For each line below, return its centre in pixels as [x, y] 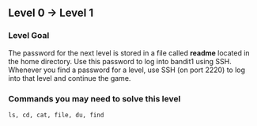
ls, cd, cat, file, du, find [56, 115]
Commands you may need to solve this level [94, 98]
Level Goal [29, 36]
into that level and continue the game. [70, 78]
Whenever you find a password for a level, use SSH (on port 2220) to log [127, 70]
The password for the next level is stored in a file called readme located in [129, 53]
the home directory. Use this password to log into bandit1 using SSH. [120, 61]
